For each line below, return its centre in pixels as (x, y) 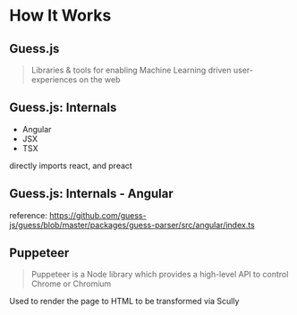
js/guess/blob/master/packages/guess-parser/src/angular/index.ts (132, 225)
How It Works (60, 16)
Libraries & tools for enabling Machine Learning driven (131, 70)
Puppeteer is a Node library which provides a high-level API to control (160, 275)
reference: (28, 215)
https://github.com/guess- (98, 215)
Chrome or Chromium (71, 284)
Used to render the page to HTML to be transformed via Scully (124, 302)
